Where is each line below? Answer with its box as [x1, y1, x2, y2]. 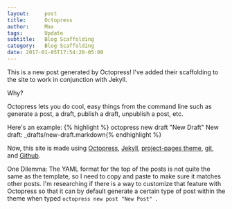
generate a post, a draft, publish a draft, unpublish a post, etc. [7, 109, 184, 118]
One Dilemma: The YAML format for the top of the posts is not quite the [7, 165, 211, 173]
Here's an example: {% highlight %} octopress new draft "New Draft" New [7, 123, 220, 131]
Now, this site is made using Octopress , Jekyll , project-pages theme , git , [7, 144, 214, 152]
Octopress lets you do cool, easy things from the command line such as [7, 102, 213, 110]
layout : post [7, 10, 57, 17]
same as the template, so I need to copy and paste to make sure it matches [7, 172, 222, 181]
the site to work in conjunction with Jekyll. [7, 75, 127, 83]
